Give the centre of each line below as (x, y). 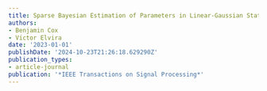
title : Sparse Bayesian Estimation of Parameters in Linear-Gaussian (126, 15)
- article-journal (39, 67)
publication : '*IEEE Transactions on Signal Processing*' (106, 74)
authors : (23, 23)
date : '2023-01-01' (41, 45)
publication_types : (41, 60)
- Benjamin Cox (33, 30)
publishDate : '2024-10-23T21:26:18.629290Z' (83, 52)
